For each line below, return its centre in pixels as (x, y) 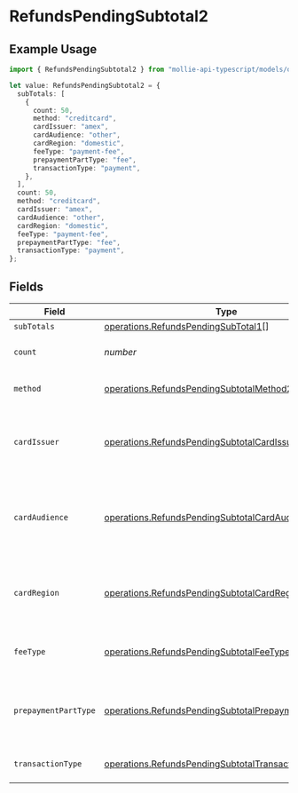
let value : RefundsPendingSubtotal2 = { (85, 85)
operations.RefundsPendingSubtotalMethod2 (198, 388)
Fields (27, 286)
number (121, 352)
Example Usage (53, 49)
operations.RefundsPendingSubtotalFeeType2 (200, 652)
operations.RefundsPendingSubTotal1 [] (187, 326)
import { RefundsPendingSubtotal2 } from (87, 69)
